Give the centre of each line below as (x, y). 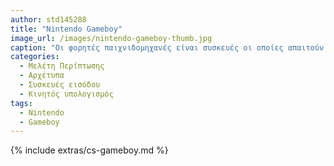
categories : (35, 57)
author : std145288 (48, 19)
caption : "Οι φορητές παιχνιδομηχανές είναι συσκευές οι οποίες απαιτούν (167, 47)
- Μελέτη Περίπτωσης (62, 66)
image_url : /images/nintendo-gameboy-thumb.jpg (111, 38)
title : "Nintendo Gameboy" (66, 29)
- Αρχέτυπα (42, 76)
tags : (21, 103)
